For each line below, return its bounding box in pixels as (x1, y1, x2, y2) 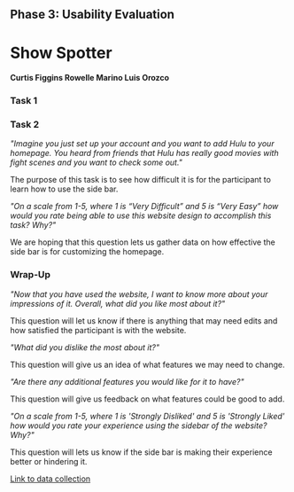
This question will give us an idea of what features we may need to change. (10, 359, 286, 370)
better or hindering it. (10, 456, 88, 466)
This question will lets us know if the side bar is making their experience (10, 447, 273, 457)
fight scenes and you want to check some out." (10, 157, 182, 168)
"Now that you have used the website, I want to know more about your (10, 288, 268, 300)
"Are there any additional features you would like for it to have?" (10, 376, 244, 387)
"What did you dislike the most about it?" (10, 341, 160, 353)
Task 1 (10, 95, 38, 107)
